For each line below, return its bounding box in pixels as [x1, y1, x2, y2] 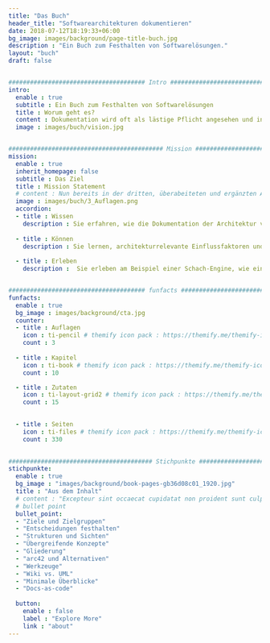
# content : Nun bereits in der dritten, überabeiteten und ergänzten [15, 190, 257, 198]
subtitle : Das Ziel [15, 175, 84, 183]
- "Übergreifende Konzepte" [15, 540, 110, 548]
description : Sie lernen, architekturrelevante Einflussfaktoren [22, 243, 250, 251]
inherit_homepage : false [15, 167, 99, 176]
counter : [15, 316, 45, 325]
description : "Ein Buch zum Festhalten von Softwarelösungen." [8, 42, 228, 50]
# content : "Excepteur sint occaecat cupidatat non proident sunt [15, 495, 247, 503]
